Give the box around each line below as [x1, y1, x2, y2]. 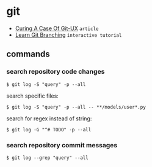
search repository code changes [6, 68, 105, 76]
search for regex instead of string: [6, 115, 92, 122]
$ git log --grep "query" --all [6, 155, 89, 161]
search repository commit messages [6, 141, 118, 149]
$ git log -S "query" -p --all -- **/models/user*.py [6, 104, 147, 110]
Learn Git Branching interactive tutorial [15, 31, 122, 38]
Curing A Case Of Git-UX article [15, 25, 99, 32]
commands [6, 49, 50, 60]
